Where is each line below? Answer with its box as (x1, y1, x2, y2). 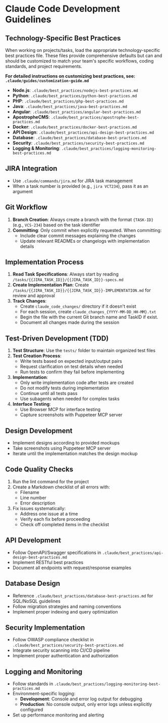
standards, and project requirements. (5, 64, 82, 69)
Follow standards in (12, 681, 53, 687)
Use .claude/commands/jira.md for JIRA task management (12, 178, 133, 184)
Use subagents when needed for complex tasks (20, 396, 120, 402)
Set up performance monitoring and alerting (12, 712, 104, 718)
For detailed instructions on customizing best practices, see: (5, 73, 135, 79)
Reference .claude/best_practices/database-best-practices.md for (12, 592, 153, 598)
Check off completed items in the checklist (20, 521, 109, 527)
